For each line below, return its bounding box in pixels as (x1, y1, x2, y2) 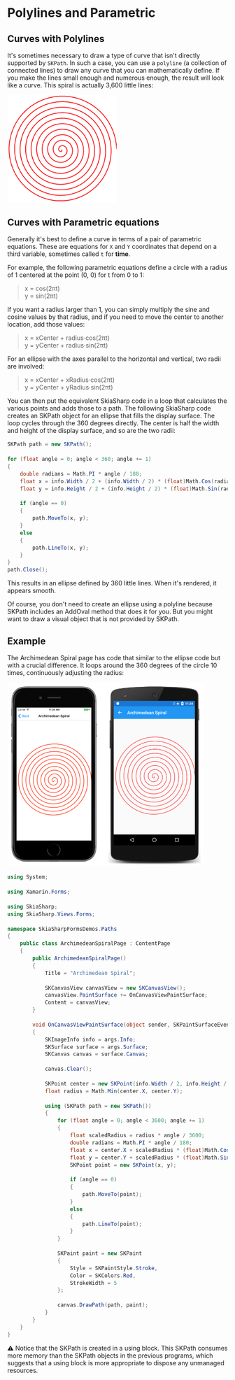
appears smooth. (7, 586, 57, 595)
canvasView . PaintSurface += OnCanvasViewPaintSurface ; (44, 992, 208, 999)
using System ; (7, 874, 49, 881)
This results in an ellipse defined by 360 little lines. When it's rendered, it (7, 579, 217, 588)
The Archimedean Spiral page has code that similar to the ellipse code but (7, 654, 221, 662)
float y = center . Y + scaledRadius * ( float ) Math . (69, 1154, 220, 1161)
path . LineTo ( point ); (82, 1221, 142, 1228)
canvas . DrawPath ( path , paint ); (57, 1302, 149, 1309)
